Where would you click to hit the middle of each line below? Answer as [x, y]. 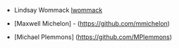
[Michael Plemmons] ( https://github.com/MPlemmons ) [93, 37]
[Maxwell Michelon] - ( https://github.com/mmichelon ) [92, 23]
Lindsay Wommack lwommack [58, 10]
